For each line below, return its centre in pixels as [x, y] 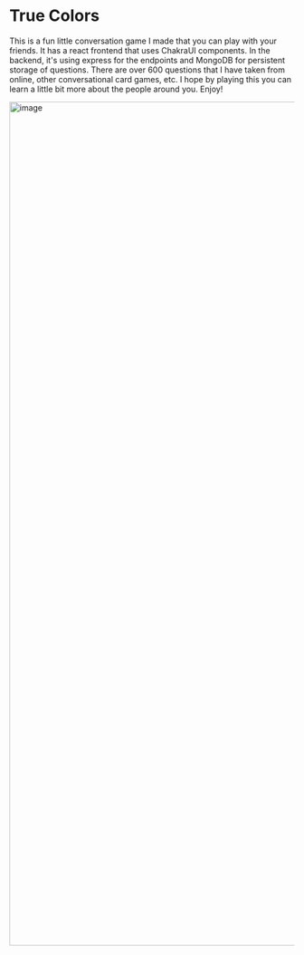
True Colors [54, 16]
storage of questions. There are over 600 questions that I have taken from [147, 70]
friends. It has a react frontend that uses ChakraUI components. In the [140, 50]
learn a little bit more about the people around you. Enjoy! [116, 89]
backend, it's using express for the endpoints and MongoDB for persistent [147, 60]
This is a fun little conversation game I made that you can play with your [143, 41]
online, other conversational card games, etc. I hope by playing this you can [151, 79]
